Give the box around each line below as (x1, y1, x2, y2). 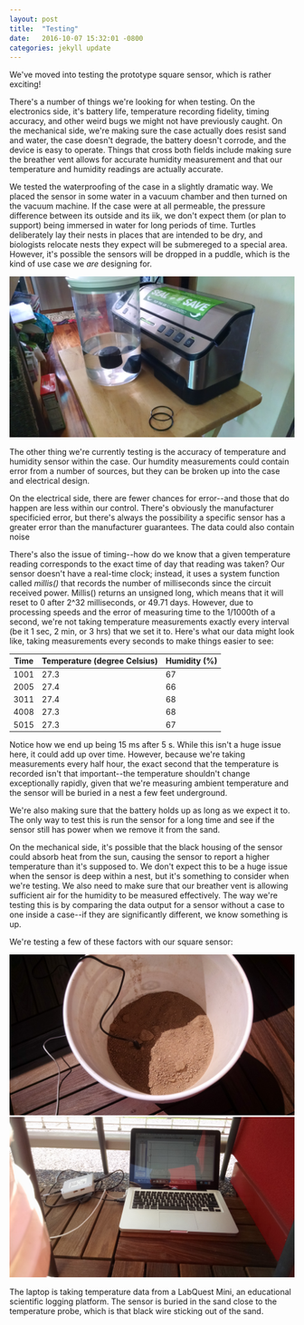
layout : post (9, 15, 59, 24)
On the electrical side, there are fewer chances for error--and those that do (9, 492, 290, 503)
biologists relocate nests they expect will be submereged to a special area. (9, 239, 288, 250)
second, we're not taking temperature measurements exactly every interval (9, 616, 290, 627)
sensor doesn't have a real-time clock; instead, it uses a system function (9, 567, 280, 579)
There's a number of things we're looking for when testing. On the (9, 96, 256, 108)
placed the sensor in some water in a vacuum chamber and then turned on (9, 191, 288, 202)
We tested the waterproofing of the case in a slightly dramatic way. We (9, 181, 273, 192)
